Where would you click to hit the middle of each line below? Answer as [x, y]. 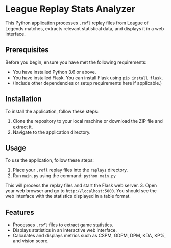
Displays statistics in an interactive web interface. [65, 230]
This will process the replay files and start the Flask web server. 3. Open [81, 185]
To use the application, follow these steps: [50, 160]
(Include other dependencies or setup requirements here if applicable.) [87, 83]
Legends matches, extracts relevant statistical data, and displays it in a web [85, 28]
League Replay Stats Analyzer [70, 9]
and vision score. [31, 241]
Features [20, 212]
